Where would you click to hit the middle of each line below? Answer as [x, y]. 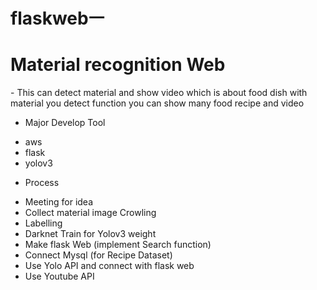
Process [42, 183]
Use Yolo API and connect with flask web [109, 266]
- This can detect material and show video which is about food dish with [159, 93]
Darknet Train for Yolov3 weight [90, 234]
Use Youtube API [59, 276]
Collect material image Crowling [90, 213]
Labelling [43, 223]
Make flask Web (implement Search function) [118, 245]
